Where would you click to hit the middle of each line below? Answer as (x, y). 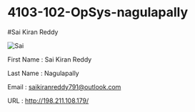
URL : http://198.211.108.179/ (48, 101)
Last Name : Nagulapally (44, 73)
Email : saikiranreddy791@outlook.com (64, 86)
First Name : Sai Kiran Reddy (50, 59)
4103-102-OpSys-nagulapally (98, 12)
